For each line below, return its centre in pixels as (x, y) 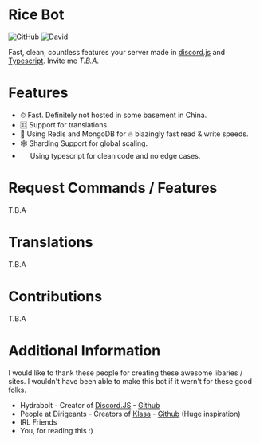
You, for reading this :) (56, 430)
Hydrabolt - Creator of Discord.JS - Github (90, 405)
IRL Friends (38, 422)
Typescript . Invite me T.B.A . (54, 61)
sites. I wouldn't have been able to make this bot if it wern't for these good (130, 381)
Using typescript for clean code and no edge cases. (115, 155)
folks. (17, 390)
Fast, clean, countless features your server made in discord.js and (117, 52)
